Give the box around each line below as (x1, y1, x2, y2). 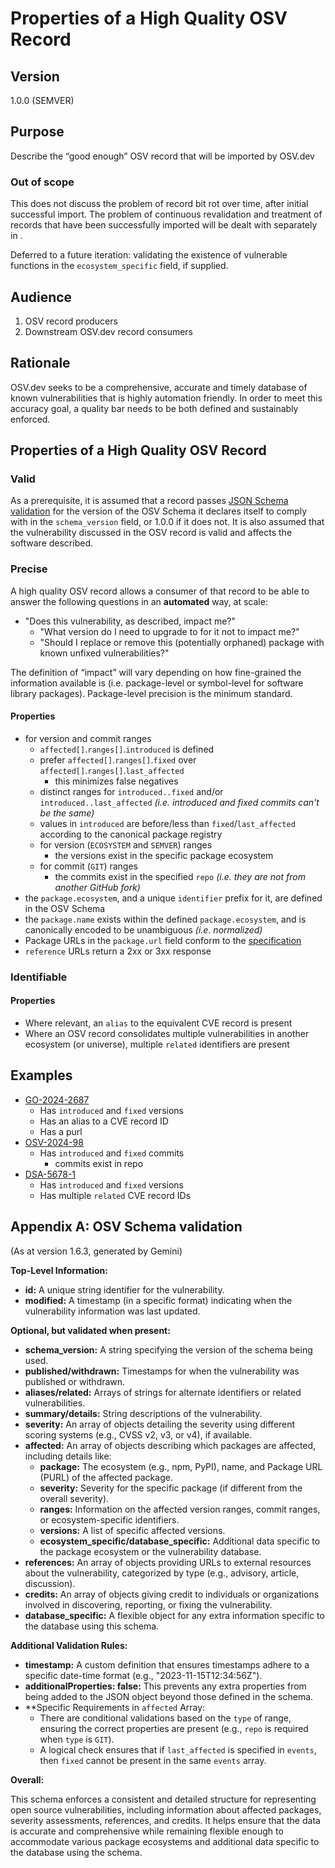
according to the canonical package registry (39, 828, 223, 840)
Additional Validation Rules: (10, 1639, 128, 1651)
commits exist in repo (54, 1157, 144, 1169)
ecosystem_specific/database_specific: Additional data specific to (39, 1535, 321, 1547)
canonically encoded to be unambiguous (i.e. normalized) (24, 923, 263, 936)
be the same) (39, 807, 95, 819)
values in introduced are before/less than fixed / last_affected (39, 817, 296, 829)
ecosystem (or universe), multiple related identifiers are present (24, 1038, 290, 1051)
